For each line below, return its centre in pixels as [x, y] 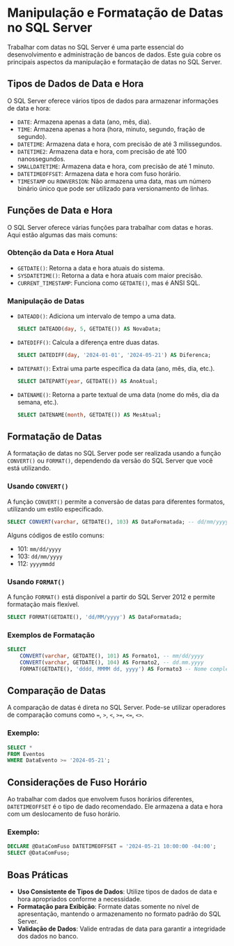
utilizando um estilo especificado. [55, 509]
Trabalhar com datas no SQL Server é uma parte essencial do [96, 47]
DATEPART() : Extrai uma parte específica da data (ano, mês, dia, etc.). [116, 368]
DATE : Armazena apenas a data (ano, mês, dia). [84, 122]
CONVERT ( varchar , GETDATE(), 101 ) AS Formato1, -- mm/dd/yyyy [112, 656]
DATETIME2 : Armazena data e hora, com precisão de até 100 [102, 151]
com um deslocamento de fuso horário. [64, 814]
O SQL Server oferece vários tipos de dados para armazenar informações [113, 101]
